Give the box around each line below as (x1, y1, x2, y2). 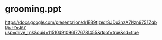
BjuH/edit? (5, 24, 26, 30)
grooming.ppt (5, 3, 61, 14)
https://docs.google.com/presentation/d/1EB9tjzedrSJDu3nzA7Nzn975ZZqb (5, 19, 157, 25)
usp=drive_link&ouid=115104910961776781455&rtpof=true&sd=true (5, 29, 139, 35)
